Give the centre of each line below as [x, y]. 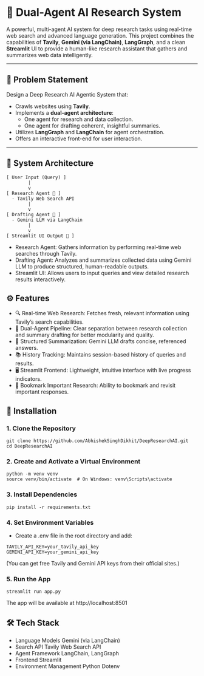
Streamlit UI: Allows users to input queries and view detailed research [102, 273]
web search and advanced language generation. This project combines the [100, 35]
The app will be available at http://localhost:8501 [67, 603]
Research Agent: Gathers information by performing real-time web [98, 247]
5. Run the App [29, 579]
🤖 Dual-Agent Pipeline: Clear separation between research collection [101, 329]
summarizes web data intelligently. [49, 55]
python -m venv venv [32, 474]
